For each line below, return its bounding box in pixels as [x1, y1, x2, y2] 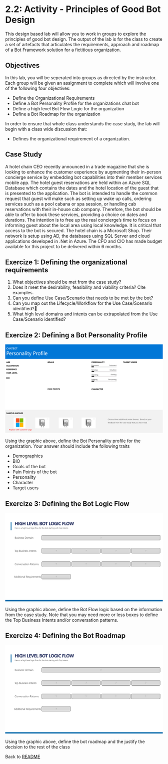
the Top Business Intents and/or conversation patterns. [5, 617, 118, 623]
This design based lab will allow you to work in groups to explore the [5, 31, 146, 37]
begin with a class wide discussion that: [5, 126, 87, 132]
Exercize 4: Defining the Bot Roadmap [5, 632, 126, 640]
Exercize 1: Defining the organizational [5, 258, 127, 266]
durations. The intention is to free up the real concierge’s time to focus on [5, 217, 156, 223]
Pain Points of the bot [12, 469, 57, 475]
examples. [12, 290, 34, 296]
